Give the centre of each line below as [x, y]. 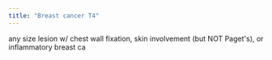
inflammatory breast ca [47, 47]
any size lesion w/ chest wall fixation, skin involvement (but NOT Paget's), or [136, 38]
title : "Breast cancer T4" [54, 16]
